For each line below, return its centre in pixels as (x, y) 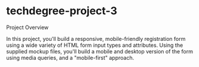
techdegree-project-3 (62, 11)
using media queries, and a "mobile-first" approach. (70, 58)
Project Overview (27, 27)
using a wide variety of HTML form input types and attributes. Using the (95, 45)
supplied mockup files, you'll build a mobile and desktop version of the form (99, 51)
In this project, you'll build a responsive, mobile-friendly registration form (96, 39)
